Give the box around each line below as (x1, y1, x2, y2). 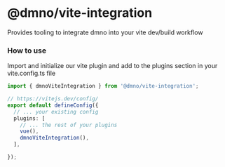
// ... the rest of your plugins (20, 121, 118, 128)
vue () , (20, 128, 39, 135)
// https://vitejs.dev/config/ (7, 95, 99, 102)
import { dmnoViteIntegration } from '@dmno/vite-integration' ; (7, 83, 199, 90)
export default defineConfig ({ (7, 102, 99, 109)
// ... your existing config (13, 108, 99, 115)
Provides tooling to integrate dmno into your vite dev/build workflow (7, 28, 203, 36)
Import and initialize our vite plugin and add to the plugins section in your (7, 62, 218, 70)
